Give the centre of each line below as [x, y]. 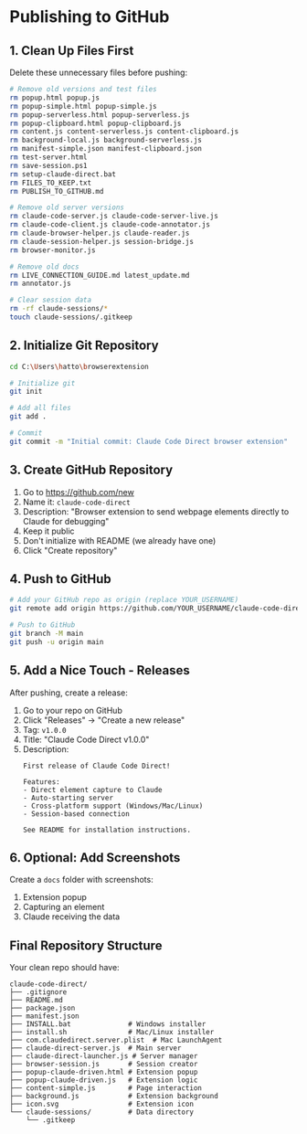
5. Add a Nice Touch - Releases [100, 670]
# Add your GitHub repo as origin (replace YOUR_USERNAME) [124, 600]
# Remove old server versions [67, 207]
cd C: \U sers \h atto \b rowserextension [79, 366]
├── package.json [42, 1008]
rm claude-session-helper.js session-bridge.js [102, 241]
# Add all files [40, 408]
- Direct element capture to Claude [92, 790]
